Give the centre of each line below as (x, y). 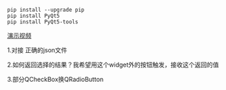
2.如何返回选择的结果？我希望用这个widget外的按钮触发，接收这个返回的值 (113, 65)
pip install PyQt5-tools (43, 22)
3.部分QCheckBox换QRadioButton (55, 79)
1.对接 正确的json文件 (37, 50)
